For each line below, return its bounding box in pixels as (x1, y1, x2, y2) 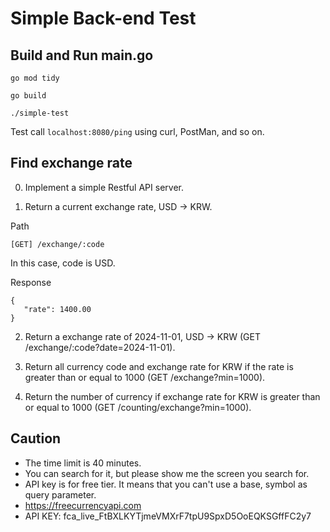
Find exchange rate (10, 155, 133, 172)
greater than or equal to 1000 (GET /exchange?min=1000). (24, 371, 266, 383)
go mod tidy (10, 73, 60, 83)
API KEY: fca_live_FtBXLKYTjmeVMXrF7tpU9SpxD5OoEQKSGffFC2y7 (24, 510, 312, 522)
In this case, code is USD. (10, 257, 116, 269)
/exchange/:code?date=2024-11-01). (24, 341, 176, 353)
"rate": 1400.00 (23, 304, 92, 314)
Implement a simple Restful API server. (24, 181, 184, 193)
